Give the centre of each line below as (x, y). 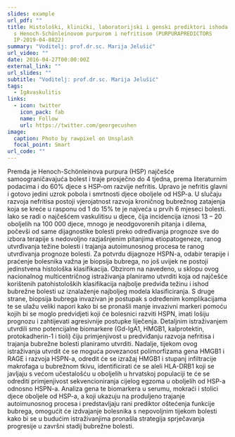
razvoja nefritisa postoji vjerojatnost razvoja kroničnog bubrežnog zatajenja (116, 201)
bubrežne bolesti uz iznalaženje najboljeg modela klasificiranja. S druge (111, 291)
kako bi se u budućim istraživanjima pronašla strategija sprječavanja (106, 419)
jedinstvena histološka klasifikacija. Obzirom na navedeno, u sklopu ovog (113, 269)
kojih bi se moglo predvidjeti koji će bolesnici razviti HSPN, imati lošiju (108, 314)
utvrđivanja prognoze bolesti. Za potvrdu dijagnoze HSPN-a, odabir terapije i (118, 254)
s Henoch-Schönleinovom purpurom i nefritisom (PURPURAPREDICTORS (113, 33)
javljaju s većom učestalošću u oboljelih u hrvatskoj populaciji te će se (109, 374)
